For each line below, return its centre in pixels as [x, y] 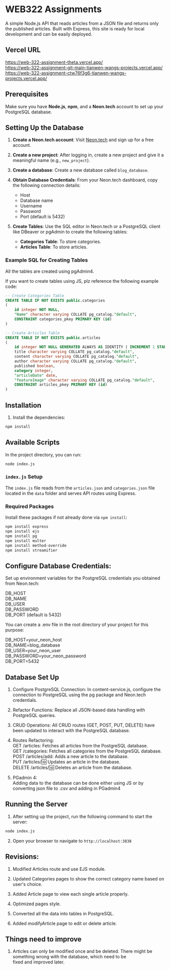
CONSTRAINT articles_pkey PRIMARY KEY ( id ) [61, 385]
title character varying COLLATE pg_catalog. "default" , [75, 352]
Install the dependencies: [39, 417]
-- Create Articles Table [32, 333]
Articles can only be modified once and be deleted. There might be [82, 951]
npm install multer [26, 541]
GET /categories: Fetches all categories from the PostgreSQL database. [87, 751]
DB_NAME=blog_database [33, 645]
